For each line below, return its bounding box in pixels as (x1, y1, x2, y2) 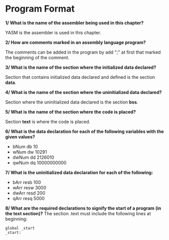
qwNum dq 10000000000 (12, 160, 67, 166)
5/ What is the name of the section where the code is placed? (5, 109, 136, 115)
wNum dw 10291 (12, 149, 47, 155)
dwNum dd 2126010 (12, 154, 54, 160)
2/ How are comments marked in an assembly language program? (5, 39, 146, 45)
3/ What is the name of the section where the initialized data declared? (5, 64, 156, 70)
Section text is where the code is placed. (5, 118, 91, 124)
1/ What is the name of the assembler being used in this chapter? (5, 20, 144, 26)
